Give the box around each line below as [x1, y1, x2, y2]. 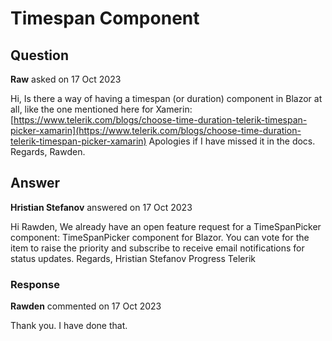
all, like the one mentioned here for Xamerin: [10, 103, 193, 115]
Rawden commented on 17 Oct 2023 [10, 300, 162, 312]
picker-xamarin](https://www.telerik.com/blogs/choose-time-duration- [10, 125, 302, 136]
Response [10, 277, 60, 291]
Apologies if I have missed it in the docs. [148, 135, 316, 147]
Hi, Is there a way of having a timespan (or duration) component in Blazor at [10, 93, 323, 104]
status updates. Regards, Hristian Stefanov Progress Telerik [10, 252, 256, 264]
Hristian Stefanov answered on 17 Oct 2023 [10, 201, 193, 213]
